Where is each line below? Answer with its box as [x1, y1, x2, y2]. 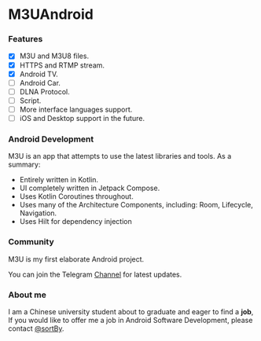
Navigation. [19, 208, 57, 218]
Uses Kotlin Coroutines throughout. [19, 192, 134, 201]
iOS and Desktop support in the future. [19, 113, 145, 123]
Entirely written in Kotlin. [19, 175, 99, 185]
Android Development [8, 134, 94, 145]
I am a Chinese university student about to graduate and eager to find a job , [8, 306, 254, 316]
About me [8, 289, 47, 300]
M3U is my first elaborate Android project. [8, 254, 145, 264]
